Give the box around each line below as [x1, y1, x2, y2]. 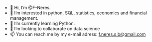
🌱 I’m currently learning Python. [9, 20, 75, 26]
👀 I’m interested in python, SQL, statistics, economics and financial [9, 10, 147, 16]
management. [9, 15, 39, 21]
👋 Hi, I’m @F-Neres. [9, 5, 51, 10]
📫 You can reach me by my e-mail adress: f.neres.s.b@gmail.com [9, 31, 146, 37]
